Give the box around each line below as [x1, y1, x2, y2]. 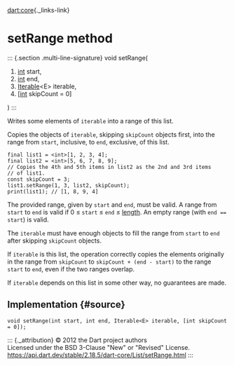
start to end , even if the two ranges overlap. [7, 264, 135, 273]
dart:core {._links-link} [7, 6, 70, 14]
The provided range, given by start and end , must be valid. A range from [7, 200, 217, 209]
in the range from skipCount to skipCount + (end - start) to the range [7, 257, 212, 266]
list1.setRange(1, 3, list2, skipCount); [7, 182, 130, 189]
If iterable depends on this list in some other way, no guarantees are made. [7, 278, 227, 287]
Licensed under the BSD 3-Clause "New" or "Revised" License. [7, 343, 191, 351]
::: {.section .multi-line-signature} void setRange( [7, 53, 149, 62]
